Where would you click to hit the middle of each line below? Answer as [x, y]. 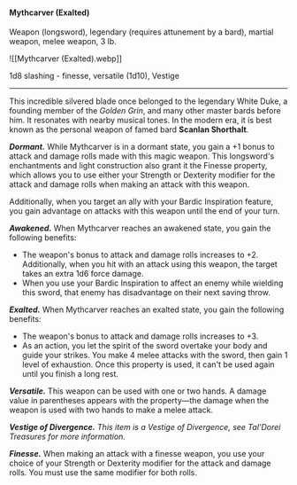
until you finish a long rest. [70, 374]
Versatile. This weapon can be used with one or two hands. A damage [138, 391]
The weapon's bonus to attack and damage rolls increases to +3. [140, 336]
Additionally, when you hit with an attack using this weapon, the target [150, 264]
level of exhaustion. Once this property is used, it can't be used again [148, 364]
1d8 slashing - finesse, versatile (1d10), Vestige [94, 76]
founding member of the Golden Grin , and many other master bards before [145, 111]
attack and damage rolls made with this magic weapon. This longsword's [142, 156]
